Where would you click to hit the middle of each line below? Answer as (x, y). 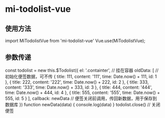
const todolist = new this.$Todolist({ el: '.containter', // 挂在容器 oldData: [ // (82, 70)
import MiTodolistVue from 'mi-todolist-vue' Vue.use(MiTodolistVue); (75, 41)
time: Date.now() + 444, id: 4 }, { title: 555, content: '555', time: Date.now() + (82, 92)
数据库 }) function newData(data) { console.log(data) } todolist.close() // (78, 104)
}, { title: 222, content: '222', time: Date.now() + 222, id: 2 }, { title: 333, (77, 82)
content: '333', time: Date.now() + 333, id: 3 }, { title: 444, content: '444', (79, 87)
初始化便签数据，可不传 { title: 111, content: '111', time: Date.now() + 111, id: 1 (81, 76)
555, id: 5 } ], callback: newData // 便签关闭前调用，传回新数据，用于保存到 (81, 98)
